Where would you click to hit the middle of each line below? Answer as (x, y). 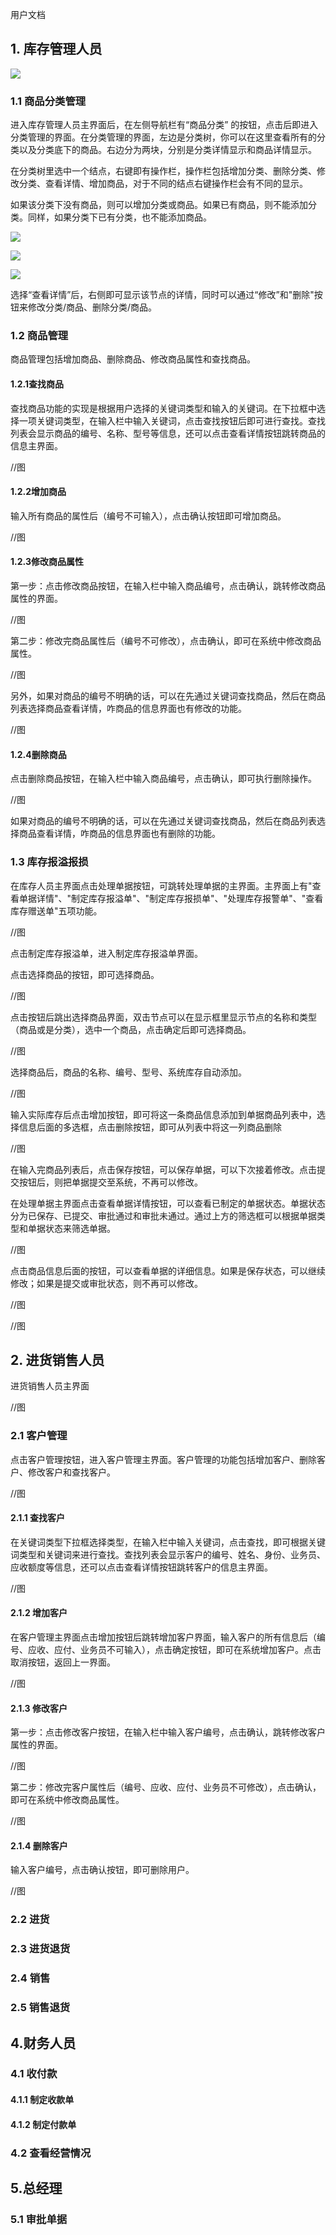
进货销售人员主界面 (50, 1386)
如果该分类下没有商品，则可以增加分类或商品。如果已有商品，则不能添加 (159, 205)
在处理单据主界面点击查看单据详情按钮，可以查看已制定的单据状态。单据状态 (168, 1203)
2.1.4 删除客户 (39, 1845)
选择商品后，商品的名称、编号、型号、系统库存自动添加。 (128, 1072)
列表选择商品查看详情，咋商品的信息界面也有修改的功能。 (128, 709)
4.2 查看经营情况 (51, 2153)
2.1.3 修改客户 (39, 1708)
